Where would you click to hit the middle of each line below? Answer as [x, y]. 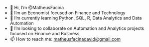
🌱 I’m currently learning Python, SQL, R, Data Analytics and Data [76, 18]
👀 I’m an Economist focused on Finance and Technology [68, 13]
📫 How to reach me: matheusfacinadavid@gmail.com [65, 39]
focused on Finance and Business [45, 34]
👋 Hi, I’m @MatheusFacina [37, 8]
